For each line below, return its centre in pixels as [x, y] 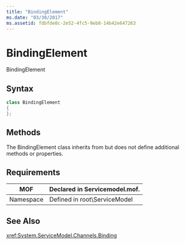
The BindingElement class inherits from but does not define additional [93, 147]
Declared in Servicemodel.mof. [95, 189]
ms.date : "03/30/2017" [35, 17]
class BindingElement [33, 103]
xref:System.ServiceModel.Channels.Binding [62, 235]
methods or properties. [35, 153]
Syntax [20, 88]
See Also [23, 221]
